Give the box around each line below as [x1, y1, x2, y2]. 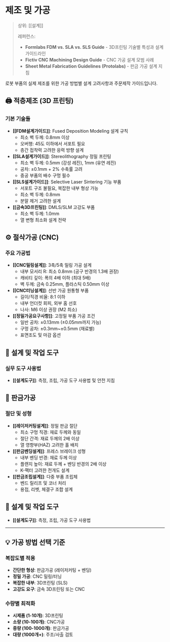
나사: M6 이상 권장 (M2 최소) [20, 307, 77, 313]
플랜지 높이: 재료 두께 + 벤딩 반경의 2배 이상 [20, 461, 107, 467]
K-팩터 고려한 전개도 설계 [20, 467, 70, 473]
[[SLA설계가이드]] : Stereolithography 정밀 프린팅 [12, 153, 111, 159]
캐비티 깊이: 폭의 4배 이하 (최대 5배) [20, 275, 91, 281]
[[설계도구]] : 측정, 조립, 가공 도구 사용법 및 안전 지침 [12, 377, 115, 383]
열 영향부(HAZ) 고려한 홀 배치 [20, 442, 79, 448]
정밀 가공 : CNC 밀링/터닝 [12, 573, 62, 579]
